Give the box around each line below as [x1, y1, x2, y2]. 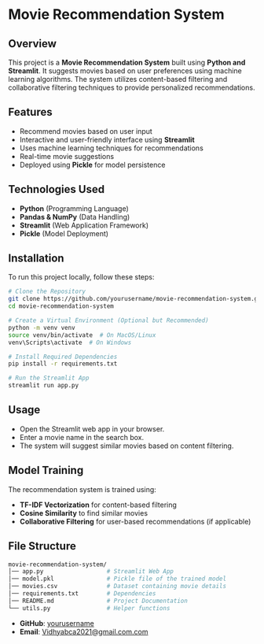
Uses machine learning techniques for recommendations [19, 143, 204, 153]
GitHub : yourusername [19, 618, 94, 627]
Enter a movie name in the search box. [19, 432, 145, 442]
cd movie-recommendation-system [8, 302, 114, 310]
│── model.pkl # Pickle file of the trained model [8, 575, 226, 583]
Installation [8, 252, 64, 265]
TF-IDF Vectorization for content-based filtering [19, 500, 177, 509]
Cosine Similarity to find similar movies [19, 508, 148, 517]
